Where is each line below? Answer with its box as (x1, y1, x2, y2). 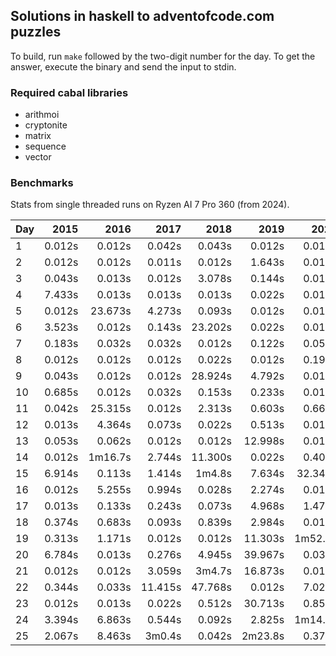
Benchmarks (10, 176, 74, 190)
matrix (24, 130, 52, 142)
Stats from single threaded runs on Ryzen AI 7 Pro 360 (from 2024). (10, 199, 290, 211)
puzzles (10, 24, 62, 41)
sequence (24, 140, 67, 153)
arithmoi (24, 109, 60, 121)
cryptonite (24, 119, 68, 131)
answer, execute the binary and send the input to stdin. (10, 60, 237, 73)
